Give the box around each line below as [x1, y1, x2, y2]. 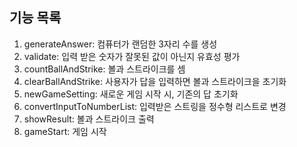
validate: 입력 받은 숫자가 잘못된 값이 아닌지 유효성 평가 [23, 50, 241, 62]
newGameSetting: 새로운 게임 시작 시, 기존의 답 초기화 [23, 88, 239, 100]
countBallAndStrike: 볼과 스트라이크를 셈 [23, 63, 186, 75]
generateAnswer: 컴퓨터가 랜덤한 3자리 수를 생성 [23, 38, 218, 50]
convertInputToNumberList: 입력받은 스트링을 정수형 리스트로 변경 [23, 100, 287, 112]
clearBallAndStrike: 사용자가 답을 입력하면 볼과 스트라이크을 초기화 [23, 75, 287, 87]
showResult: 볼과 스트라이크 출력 [23, 113, 155, 125]
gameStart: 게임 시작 [23, 125, 107, 137]
